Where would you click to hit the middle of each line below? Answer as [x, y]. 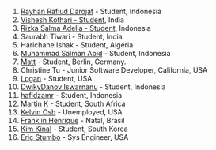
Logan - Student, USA [56, 79]
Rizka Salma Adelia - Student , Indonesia [85, 28]
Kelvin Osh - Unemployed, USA [71, 112]
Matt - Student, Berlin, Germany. [73, 62]
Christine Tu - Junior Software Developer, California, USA [114, 70]
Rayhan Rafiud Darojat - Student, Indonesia [91, 11]
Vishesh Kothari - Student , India [72, 20]
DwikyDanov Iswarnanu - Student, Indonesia [93, 87]
